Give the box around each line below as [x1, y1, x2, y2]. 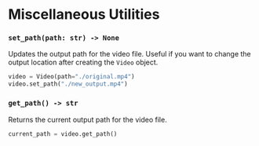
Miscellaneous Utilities [8, 5, 160, 24]
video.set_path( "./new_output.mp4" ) [8, 80, 128, 88]
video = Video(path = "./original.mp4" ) [8, 73, 135, 81]
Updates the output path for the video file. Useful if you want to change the [8, 49, 251, 59]
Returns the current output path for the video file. [8, 115, 167, 124]
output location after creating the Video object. [8, 57, 159, 68]
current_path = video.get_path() [8, 130, 118, 138]
